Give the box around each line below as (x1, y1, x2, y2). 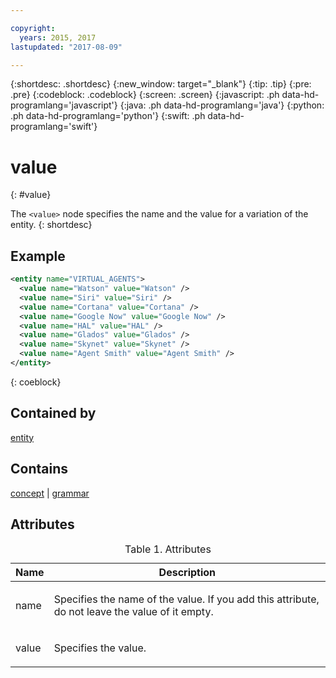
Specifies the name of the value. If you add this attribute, (53, 592, 320, 606)
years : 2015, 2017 (19, 32, 97, 43)
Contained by (10, 405, 97, 422)
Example (10, 247, 66, 265)
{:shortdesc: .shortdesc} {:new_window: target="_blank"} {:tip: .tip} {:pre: (10, 78, 312, 90)
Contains (10, 461, 68, 478)
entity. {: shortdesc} (10, 219, 93, 231)
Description (158, 566, 217, 580)
